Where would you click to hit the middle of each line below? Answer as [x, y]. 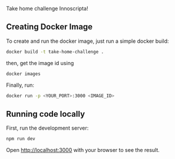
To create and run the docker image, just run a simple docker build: [87, 41]
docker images [24, 74]
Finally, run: [20, 85]
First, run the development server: [47, 128]
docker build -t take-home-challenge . [55, 52]
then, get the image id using [40, 63]
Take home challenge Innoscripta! [47, 9]
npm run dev [21, 139]
